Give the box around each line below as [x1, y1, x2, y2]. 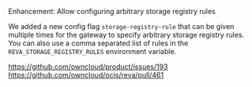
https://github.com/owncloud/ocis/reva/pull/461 [8, 71, 164, 79]
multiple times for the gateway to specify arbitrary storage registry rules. [8, 31, 245, 39]
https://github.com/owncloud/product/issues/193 [8, 62, 168, 71]
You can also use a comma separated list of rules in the [8, 38, 189, 48]
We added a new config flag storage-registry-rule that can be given [8, 22, 235, 31]
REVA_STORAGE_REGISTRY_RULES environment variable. [8, 47, 177, 56]
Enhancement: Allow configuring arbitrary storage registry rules [8, 7, 216, 16]
